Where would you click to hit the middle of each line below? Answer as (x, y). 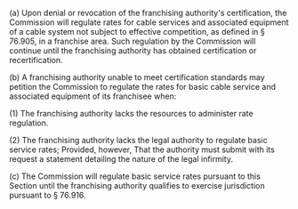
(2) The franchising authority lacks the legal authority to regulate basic (139, 140)
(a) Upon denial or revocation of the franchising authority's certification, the (148, 13)
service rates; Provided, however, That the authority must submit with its (142, 149)
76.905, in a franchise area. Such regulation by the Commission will (133, 41)
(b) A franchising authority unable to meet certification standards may (137, 77)
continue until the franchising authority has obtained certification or (133, 51)
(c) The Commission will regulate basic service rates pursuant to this (135, 176)
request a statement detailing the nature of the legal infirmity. (121, 159)
